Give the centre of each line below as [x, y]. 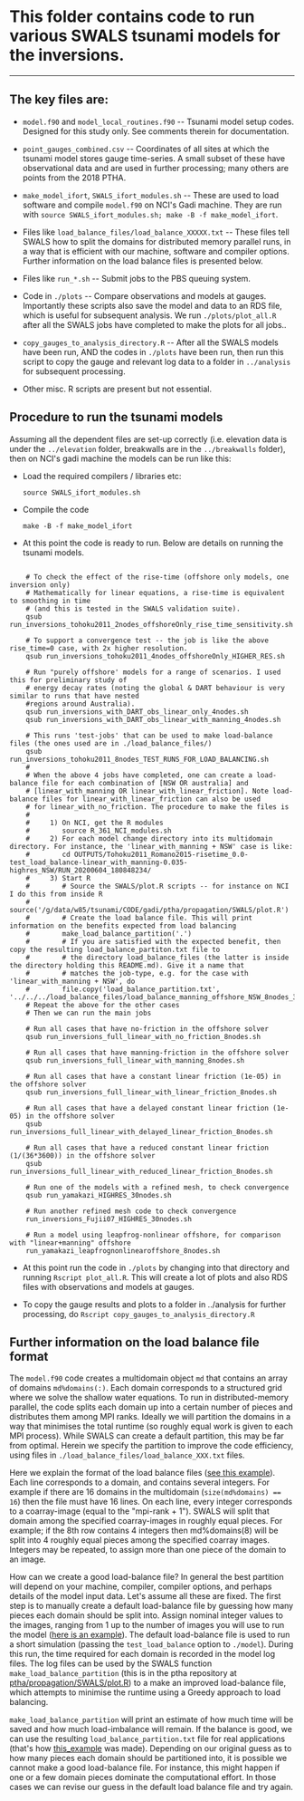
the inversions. [67, 55]
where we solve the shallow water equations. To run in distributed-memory [149, 1398]
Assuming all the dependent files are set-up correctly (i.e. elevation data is [148, 439]
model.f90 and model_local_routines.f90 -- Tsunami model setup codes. [158, 121]
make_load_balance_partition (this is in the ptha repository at [123, 1673]
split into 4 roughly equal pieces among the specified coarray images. [139, 1540]
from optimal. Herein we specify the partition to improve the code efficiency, [152, 1446]
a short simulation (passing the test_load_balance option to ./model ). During [152, 1644]
